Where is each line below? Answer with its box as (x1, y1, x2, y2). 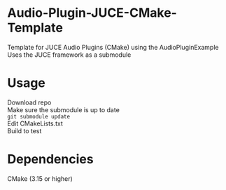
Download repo (7, 98, 52, 107)
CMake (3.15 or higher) (7, 174, 73, 183)
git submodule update (7, 113, 71, 120)
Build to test (7, 126, 42, 135)
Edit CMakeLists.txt (7, 119, 63, 128)
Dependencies (7, 151, 94, 168)
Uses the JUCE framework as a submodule (7, 50, 132, 59)
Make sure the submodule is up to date (7, 105, 120, 114)
